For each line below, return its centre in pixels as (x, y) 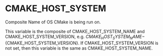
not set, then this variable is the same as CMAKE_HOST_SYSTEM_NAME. (79, 48)
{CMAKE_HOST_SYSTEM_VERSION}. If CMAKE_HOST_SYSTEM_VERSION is (82, 43)
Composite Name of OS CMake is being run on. (53, 22)
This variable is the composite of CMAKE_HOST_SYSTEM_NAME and (75, 31)
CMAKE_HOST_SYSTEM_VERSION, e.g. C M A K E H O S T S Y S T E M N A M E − (75, 37)
